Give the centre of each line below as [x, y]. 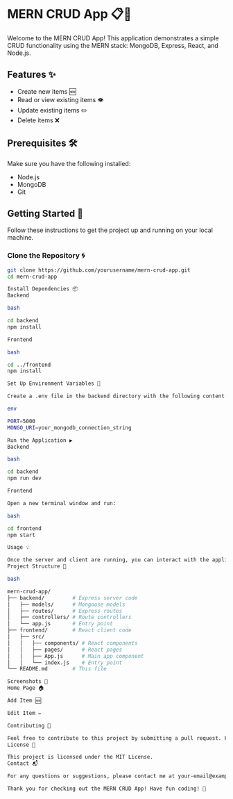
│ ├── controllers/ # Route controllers [69, 617]
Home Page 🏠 [26, 688]
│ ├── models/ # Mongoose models [67, 604]
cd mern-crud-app [32, 277]
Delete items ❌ [38, 120]
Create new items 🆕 [46, 91]
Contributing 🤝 [29, 725]
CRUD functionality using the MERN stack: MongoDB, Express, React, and [113, 45]
